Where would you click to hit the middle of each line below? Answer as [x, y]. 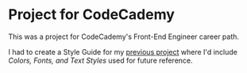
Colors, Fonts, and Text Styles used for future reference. [100, 60]
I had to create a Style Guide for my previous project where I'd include [123, 52]
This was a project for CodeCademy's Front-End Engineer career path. [124, 36]
